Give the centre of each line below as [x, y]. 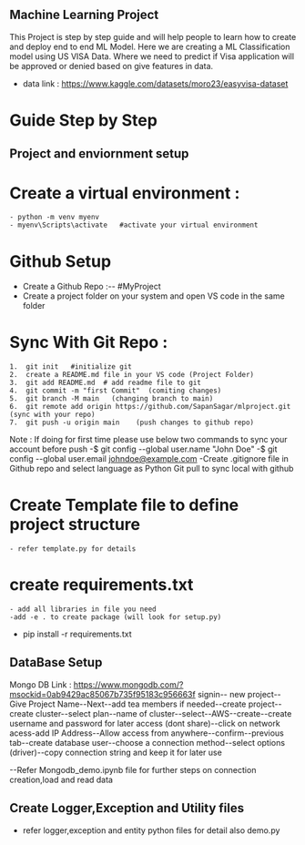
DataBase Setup [56, 662]
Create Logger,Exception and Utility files [127, 808]
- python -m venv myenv [55, 218]
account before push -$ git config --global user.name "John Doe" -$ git [143, 449]
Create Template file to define [124, 505]
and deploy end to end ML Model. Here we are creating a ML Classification [150, 46]
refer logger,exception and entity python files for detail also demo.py [151, 830]
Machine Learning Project [84, 15]
